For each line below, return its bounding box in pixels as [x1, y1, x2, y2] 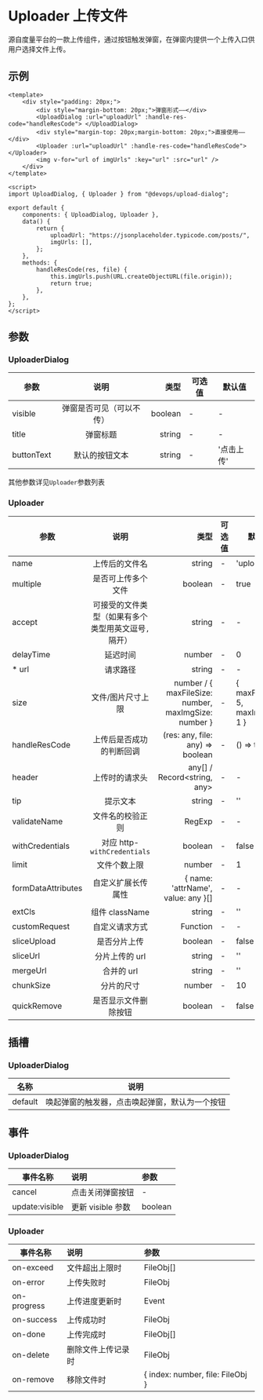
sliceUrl [12, 950, 41, 961]
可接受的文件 [92, 599, 140, 610]
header [12, 771, 39, 782]
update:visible [12, 1201, 64, 1212]
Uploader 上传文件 [8, 7, 128, 25]
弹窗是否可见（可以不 [61, 403, 141, 414]
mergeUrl [12, 965, 47, 976]
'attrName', [171, 883, 213, 894]
